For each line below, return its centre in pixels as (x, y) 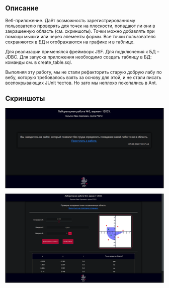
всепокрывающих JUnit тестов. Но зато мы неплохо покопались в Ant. (81, 83)
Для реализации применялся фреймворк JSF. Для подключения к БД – (82, 51)
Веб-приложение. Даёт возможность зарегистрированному (70, 20)
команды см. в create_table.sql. (39, 62)
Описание (22, 8)
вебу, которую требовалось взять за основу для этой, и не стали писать (83, 77)
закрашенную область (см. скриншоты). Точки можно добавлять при (80, 31)
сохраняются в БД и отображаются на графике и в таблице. (70, 42)
